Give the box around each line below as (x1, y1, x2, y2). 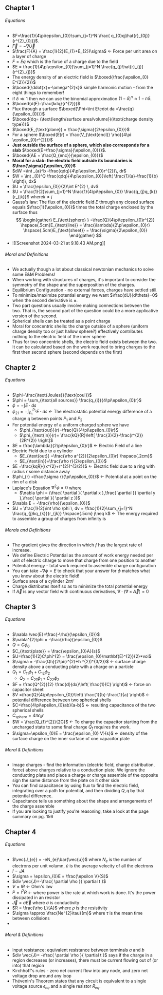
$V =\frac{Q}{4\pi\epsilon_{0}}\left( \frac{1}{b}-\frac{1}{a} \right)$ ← (12, 692, 150, 698)
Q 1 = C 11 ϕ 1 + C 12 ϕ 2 (12, 669, 50, 676)
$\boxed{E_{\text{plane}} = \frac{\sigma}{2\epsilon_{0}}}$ (12, 127, 130, 133)
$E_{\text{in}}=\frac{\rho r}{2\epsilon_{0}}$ (19, 458, 107, 464)
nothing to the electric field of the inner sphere (12, 334, 106, 340)
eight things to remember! (12, 90, 64, 96)
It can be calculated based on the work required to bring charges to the (12, 344, 156, 350)
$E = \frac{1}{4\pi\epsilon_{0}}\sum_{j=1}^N (12, 63, 101, 70)
